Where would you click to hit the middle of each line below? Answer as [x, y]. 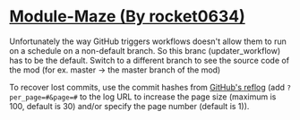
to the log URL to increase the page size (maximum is [178, 97]
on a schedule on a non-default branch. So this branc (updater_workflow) [145, 50]
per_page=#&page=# [43, 97]
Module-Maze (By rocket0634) [127, 17]
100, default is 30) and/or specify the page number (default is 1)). [129, 106]
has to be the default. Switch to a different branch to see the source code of [149, 60]
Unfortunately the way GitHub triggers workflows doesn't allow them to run [148, 41]
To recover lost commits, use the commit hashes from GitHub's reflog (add [147, 87]
